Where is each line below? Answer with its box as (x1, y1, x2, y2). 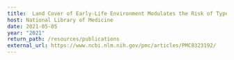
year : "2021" (7, 29, 45, 37)
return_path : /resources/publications (7, 36, 120, 43)
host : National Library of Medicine (7, 17, 114, 23)
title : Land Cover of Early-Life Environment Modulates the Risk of (7, 10, 214, 17)
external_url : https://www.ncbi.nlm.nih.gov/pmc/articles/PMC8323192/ (7, 42, 217, 49)
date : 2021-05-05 (7, 23, 58, 30)
